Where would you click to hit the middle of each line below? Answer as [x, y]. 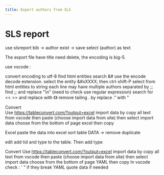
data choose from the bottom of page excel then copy [59, 123]
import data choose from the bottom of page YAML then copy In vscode [78, 162]
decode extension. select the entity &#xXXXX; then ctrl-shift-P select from [80, 81]
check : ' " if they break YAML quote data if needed [57, 167]
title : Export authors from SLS [38, 10]
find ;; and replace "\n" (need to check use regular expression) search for [79, 92]
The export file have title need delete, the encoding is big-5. [65, 57]
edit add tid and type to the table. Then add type [54, 142]
